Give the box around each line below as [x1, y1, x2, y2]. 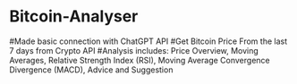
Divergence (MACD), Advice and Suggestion [9, 64, 174, 75]
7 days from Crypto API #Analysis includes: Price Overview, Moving [9, 45, 259, 55]
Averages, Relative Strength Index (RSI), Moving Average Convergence [9, 55, 270, 65]
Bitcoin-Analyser [9, 6, 139, 27]
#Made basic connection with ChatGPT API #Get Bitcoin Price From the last [9, 36, 288, 46]
